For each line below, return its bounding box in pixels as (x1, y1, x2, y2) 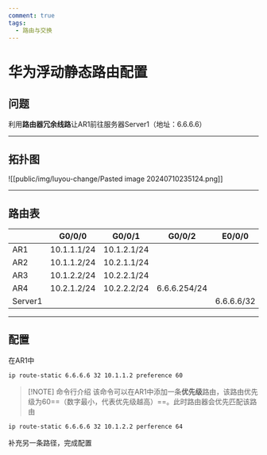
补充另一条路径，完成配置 (8, 438, 92, 447)
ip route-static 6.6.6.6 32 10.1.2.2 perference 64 (8, 422, 183, 430)
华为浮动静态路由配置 (8, 63, 149, 81)
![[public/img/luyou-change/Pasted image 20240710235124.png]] (8, 174, 223, 183)
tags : (8, 19, 26, 27)
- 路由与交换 (15, 26, 53, 34)
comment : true (8, 11, 56, 20)
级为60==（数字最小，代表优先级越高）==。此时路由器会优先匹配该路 (27, 396, 257, 406)
